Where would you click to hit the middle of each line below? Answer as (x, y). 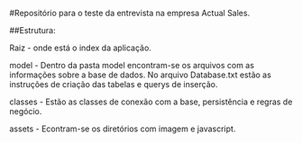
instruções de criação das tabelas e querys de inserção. (114, 84)
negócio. (26, 111)
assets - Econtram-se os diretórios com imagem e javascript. (123, 129)
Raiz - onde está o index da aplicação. (80, 48)
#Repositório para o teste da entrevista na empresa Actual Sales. (130, 13)
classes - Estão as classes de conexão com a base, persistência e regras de (151, 102)
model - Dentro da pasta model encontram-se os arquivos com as (132, 65)
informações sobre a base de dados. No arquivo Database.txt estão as (141, 75)
